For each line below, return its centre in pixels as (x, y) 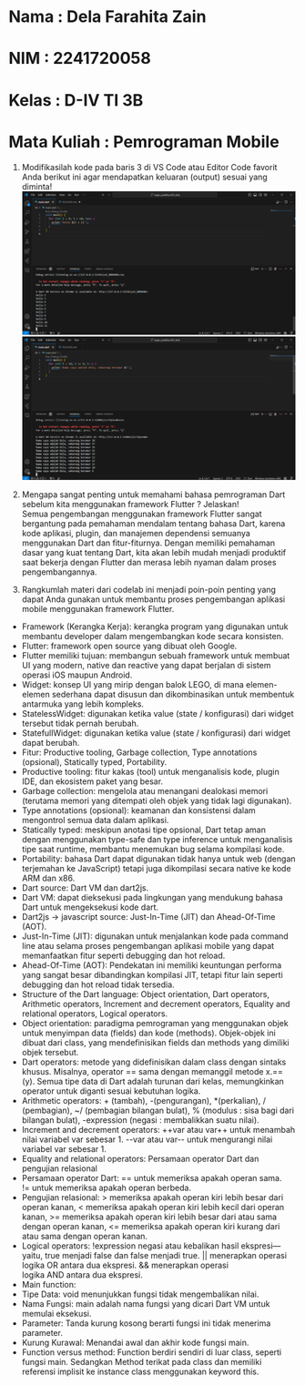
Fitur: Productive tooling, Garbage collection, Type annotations (139, 752)
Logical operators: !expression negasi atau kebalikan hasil (130, 1246)
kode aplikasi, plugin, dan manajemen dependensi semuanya (136, 533)
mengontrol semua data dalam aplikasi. (95, 820)
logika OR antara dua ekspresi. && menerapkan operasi (125, 1265)
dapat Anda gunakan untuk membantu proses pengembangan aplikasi (153, 599)
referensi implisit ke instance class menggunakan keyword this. (140, 1371)
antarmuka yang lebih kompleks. (83, 704)
